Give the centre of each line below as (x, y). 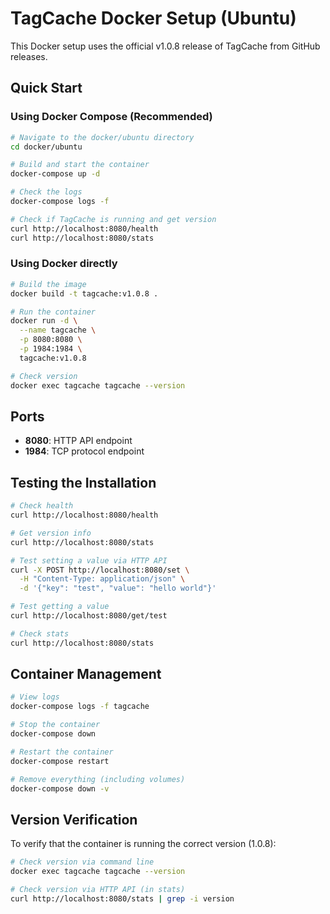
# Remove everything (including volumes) (98, 779)
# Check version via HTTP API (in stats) (98, 890)
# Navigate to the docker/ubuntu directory (102, 137)
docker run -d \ (44, 321)
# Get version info (51, 533)
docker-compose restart (60, 761)
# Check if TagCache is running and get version (113, 219)
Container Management (86, 674)
